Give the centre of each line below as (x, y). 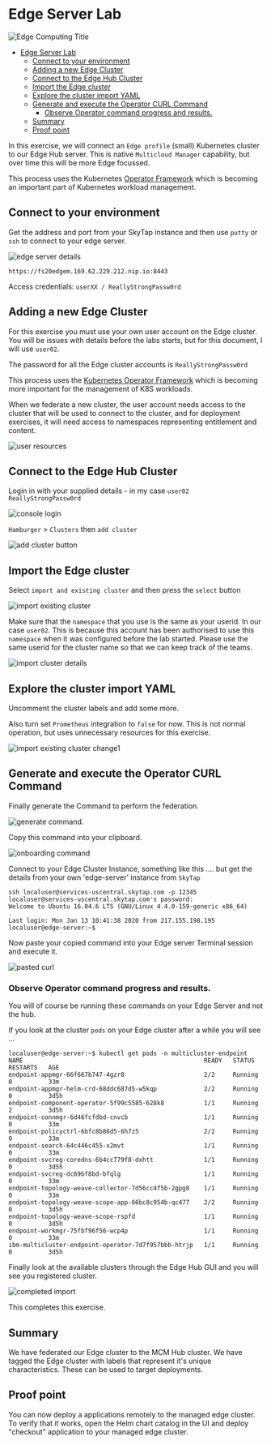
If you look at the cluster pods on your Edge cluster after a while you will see (135, 1030)
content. (22, 430)
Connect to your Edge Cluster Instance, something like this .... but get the (131, 868)
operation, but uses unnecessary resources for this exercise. (110, 732)
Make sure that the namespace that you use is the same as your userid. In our (135, 622)
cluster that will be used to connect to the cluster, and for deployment (124, 413)
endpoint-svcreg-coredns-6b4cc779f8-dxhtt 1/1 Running (133, 1160)
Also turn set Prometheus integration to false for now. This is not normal (127, 724)
